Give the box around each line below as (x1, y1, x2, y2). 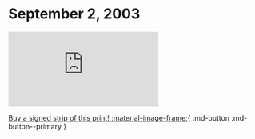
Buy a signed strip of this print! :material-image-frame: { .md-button (8, 113, 230, 122)
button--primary (8, 121, 62, 131)
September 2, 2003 (8, 5, 141, 23)
